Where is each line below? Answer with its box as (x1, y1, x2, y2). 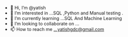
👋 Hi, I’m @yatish (10, 5, 46, 10)
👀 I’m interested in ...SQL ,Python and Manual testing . (10, 10, 123, 16)
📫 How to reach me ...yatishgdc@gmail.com (10, 26, 105, 32)
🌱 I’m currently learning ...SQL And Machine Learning (10, 15, 122, 21)
